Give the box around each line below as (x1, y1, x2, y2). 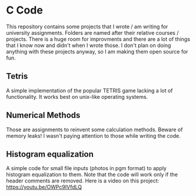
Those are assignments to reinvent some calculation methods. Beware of (6, 126, 183, 133)
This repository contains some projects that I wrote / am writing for (6, 23, 168, 30)
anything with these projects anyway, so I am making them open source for (6, 48, 188, 55)
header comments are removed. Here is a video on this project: (6, 177, 160, 184)
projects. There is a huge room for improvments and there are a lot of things (6, 35, 190, 42)
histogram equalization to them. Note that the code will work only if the (6, 171, 178, 178)
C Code (6, 4, 43, 17)
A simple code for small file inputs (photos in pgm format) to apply (6, 165, 167, 172)
